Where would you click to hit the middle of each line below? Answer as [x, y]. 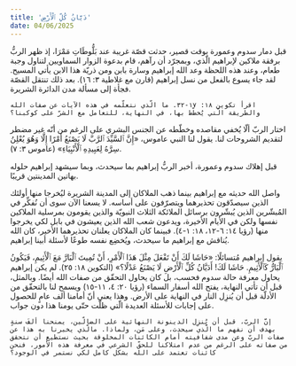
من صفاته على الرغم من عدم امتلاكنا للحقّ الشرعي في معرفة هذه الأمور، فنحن [149, 345]
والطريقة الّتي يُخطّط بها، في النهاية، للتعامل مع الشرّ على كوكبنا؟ [135, 113]
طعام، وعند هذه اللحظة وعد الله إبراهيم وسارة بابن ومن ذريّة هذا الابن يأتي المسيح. [145, 70]
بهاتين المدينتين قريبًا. [44, 175]
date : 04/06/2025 [42, 26]
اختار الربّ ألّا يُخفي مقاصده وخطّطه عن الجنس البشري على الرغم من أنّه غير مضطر [148, 128]
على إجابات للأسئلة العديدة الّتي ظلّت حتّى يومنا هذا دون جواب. [112, 305]
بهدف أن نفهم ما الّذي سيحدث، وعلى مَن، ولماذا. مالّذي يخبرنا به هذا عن [143, 329]
